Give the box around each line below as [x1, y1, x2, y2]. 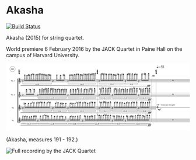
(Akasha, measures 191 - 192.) [6, 135, 78, 143]
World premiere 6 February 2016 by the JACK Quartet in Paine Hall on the [6, 45, 183, 53]
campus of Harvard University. [6, 51, 80, 58]
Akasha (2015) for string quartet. [6, 34, 85, 41]
